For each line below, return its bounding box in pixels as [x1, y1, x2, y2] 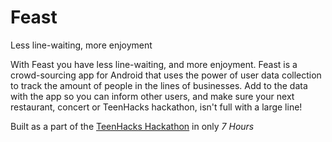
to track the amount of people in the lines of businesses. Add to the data [10, 79, 308, 91]
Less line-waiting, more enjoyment [10, 39, 153, 51]
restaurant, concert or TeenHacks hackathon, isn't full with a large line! [10, 101, 303, 113]
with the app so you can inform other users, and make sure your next [10, 90, 295, 102]
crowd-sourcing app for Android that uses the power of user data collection [10, 69, 322, 81]
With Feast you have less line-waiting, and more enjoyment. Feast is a [10, 58, 298, 70]
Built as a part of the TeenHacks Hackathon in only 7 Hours [10, 120, 255, 132]
